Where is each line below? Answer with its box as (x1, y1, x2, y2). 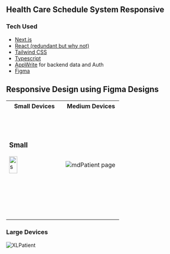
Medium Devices (67, 102, 115, 110)
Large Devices (6, 228, 48, 236)
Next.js (14, 35, 32, 43)
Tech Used (6, 22, 38, 31)
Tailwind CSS (14, 48, 47, 56)
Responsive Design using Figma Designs (6, 84, 159, 95)
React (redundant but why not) (14, 42, 90, 49)
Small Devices (14, 102, 55, 110)
